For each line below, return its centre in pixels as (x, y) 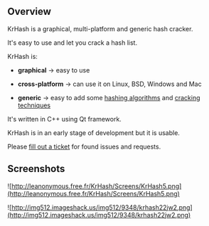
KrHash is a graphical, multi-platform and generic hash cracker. (100, 28)
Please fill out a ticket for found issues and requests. (84, 146)
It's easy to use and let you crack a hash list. (72, 43)
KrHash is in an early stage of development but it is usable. (93, 133)
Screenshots (36, 169)
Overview (30, 12)
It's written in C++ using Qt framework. (65, 119)
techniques (34, 105)
